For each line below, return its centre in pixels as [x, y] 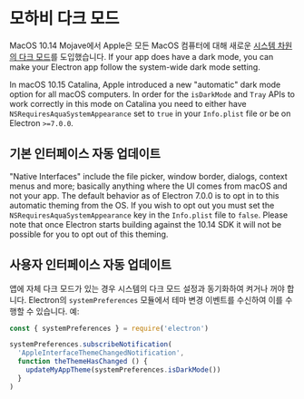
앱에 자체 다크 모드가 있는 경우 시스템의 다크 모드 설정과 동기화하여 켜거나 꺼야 [147, 288]
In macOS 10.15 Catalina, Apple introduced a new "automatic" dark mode [145, 84]
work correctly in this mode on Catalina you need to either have [128, 103]
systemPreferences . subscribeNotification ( [91, 345]
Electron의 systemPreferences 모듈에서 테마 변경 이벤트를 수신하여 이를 [156, 299]
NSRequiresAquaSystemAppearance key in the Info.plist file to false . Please [149, 215]
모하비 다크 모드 [64, 19]
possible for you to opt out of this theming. [89, 234]
